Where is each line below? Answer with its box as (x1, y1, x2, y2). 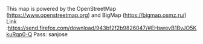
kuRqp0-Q (6, 31, 32, 38)
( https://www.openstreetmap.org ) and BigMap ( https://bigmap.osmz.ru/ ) (6, 11, 187, 19)
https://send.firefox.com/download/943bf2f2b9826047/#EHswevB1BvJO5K (8, 24, 197, 31)
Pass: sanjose (33, 31, 68, 38)
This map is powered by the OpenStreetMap (6, 5, 117, 12)
